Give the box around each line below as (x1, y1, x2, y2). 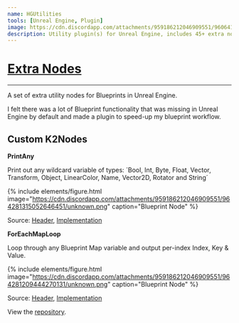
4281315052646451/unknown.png (7, 202, 108, 211)
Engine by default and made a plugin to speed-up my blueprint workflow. (7, 112, 221, 121)
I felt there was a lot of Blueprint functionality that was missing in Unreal (7, 105, 218, 114)
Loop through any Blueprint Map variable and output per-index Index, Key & (7, 243, 229, 252)
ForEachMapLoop (7, 230, 61, 238)
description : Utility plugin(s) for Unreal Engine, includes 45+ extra (7, 30, 224, 38)
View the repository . (7, 307, 66, 316)
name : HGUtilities (7, 10, 62, 18)
